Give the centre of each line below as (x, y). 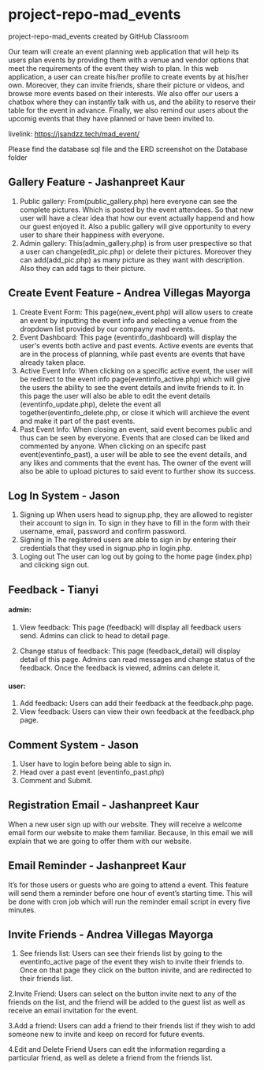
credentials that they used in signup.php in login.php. (106, 548)
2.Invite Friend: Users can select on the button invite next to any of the (123, 994)
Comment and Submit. (56, 780)
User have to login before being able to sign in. (95, 763)
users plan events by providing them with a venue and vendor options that (129, 60)
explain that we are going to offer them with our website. (100, 841)
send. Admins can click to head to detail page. (95, 635)
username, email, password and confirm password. (103, 531)
